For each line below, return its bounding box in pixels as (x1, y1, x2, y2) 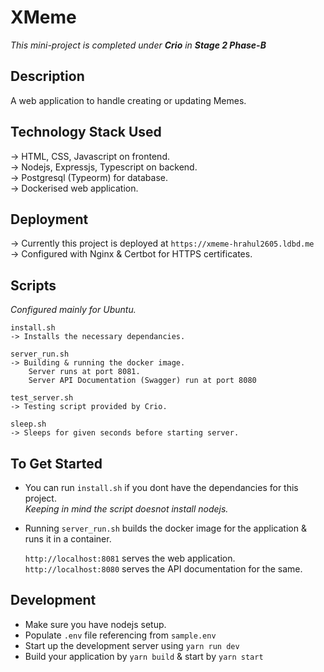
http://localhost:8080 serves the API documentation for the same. (24, 563, 303, 575)
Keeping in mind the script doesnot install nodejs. (24, 503, 229, 515)
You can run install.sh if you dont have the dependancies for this (24, 482, 299, 493)
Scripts (10, 277, 57, 294)
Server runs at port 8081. (28, 367, 141, 377)
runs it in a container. (24, 533, 112, 545)
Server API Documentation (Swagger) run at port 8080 (28, 376, 257, 386)
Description (10, 68, 85, 85)
